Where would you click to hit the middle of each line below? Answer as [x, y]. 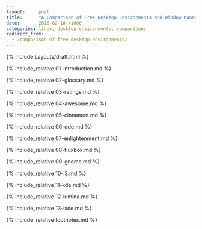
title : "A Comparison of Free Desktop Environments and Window [94, 17]
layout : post [28, 12]
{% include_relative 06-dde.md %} [49, 127]
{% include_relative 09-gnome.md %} [53, 162]
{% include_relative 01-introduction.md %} [59, 69]
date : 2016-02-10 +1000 [44, 23]
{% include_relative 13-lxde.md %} [49, 208]
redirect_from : [25, 34]
